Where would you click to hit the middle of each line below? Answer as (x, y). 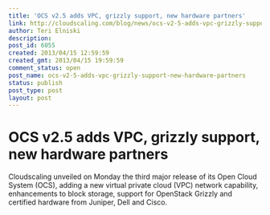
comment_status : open (45, 68)
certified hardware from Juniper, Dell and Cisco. (88, 202)
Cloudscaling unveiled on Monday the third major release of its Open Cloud (133, 176)
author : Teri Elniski (45, 30)
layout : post (30, 98)
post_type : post (35, 90)
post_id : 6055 (32, 46)
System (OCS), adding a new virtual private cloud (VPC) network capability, (133, 185)
